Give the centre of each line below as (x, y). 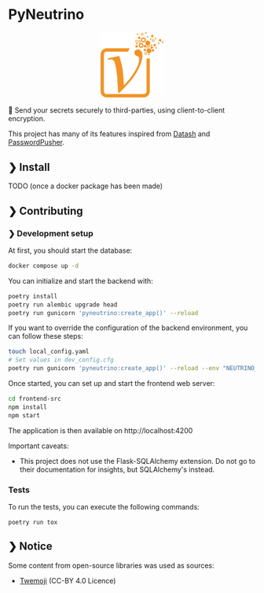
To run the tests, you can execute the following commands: (104, 507)
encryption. (27, 119)
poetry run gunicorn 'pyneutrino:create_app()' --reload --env (114, 369)
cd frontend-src (35, 399)
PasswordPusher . (37, 143)
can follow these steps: (46, 336)
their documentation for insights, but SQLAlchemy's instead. (117, 469)
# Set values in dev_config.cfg (61, 360)
